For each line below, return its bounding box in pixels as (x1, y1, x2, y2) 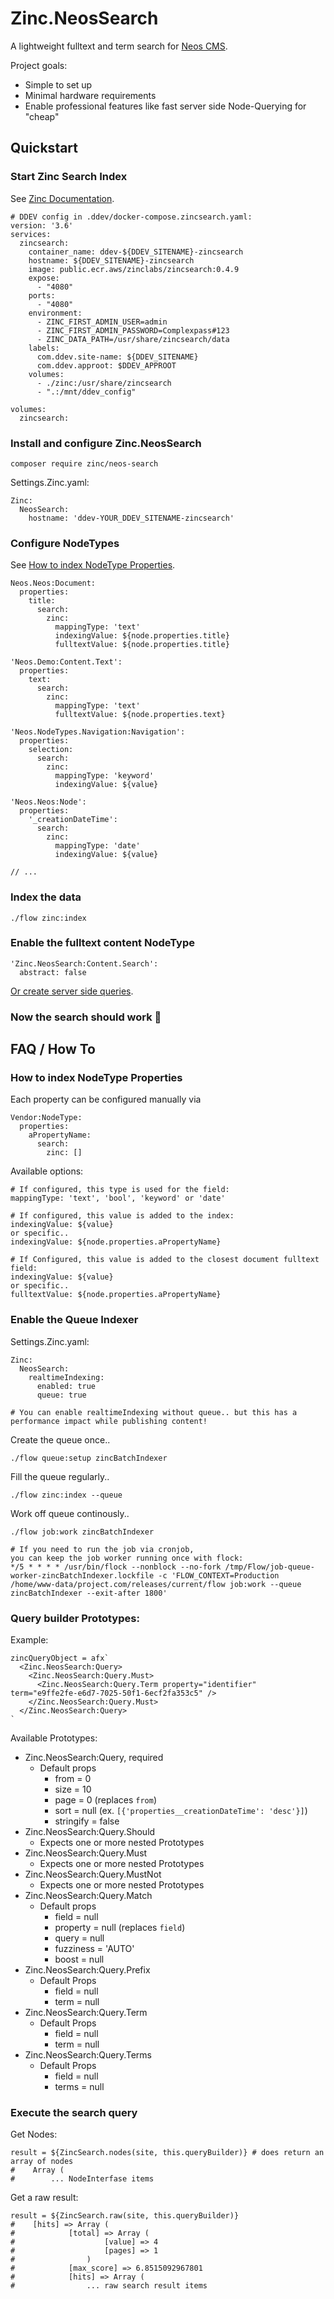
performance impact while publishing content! (10, 1416, 208, 1426)
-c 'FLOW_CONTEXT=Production (158, 1570, 280, 1581)
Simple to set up (24, 78, 93, 91)
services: (10, 229, 52, 239)
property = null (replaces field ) (54, 1922, 186, 1934)
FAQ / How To (10, 1041, 96, 1058)
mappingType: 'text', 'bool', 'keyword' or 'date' (10, 1193, 226, 1204)
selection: (28, 745, 74, 755)
